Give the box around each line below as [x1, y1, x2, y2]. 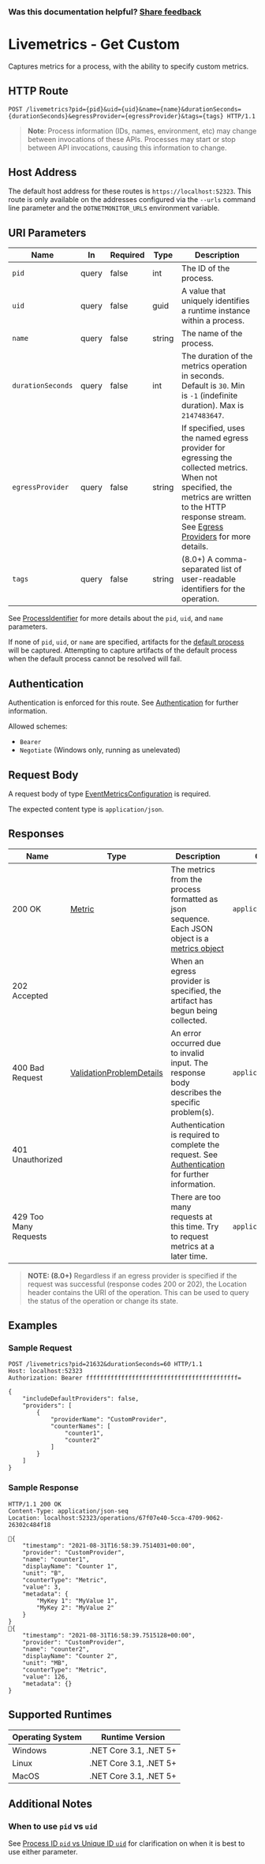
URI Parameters [8, 226, 87, 239]
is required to [170, 1129, 220, 1140]
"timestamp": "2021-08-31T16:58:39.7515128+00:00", [22, 1631, 196, 1639]
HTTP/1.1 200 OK [8, 1500, 62, 1508]
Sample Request [8, 1342, 73, 1353]
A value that [181, 286, 226, 297]
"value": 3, [22, 1583, 62, 1591]
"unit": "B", [22, 1569, 65, 1577]
